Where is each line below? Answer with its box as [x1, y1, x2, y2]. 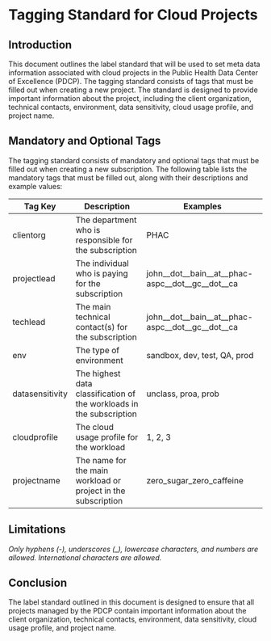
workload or [75, 474, 121, 486]
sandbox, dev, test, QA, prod [146, 349, 254, 361]
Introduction [8, 38, 73, 52]
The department [75, 214, 137, 226]
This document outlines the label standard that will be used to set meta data [8, 59, 261, 69]
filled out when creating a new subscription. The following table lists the [8, 164, 248, 174]
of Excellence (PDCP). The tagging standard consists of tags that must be [8, 77, 254, 86]
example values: [8, 181, 63, 191]
